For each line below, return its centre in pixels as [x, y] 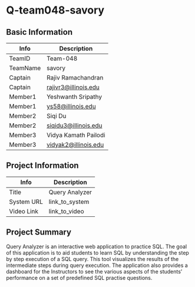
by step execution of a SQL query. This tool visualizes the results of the [92, 259]
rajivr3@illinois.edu [73, 87]
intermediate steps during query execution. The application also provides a [97, 265]
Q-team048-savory [55, 10]
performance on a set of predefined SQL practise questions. [79, 278]
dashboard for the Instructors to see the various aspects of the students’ [94, 271]
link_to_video [66, 211]
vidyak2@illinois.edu [75, 145]
